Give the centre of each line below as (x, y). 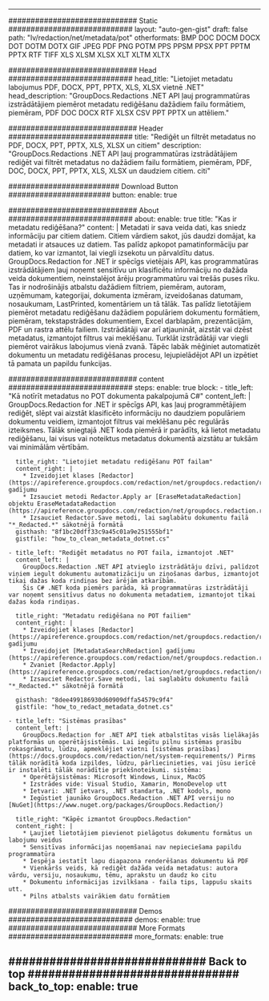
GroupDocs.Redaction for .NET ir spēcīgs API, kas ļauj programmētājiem (127, 404)
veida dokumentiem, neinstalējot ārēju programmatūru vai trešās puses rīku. (134, 278)
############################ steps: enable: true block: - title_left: (131, 388)
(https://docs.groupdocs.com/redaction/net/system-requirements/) (121, 756)
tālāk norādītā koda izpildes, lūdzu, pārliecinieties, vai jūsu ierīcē (132, 763)
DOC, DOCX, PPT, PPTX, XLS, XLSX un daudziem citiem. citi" (109, 171)
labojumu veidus (35, 840)
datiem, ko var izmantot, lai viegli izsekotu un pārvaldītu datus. (111, 253)
